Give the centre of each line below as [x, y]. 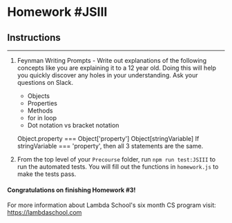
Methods [40, 110]
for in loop [42, 118]
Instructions [34, 38]
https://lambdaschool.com [45, 213]
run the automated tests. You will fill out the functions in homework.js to [118, 167]
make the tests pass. [47, 174]
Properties [42, 103]
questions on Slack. [45, 83]
